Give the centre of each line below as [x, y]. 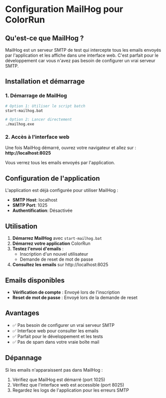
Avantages [22, 313]
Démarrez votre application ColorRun [51, 244]
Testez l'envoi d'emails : [38, 249]
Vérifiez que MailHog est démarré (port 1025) [59, 380]
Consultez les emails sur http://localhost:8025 [60, 265]
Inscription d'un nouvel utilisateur [54, 254]
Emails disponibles [35, 280]
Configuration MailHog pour [64, 9]
